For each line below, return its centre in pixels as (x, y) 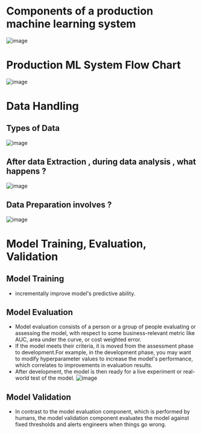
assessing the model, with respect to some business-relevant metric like (105, 333)
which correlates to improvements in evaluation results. (84, 365)
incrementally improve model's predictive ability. (75, 293)
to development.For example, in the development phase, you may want (103, 353)
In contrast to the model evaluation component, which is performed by (103, 412)
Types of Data (33, 128)
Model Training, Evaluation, (76, 244)
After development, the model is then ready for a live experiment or (98, 372)
